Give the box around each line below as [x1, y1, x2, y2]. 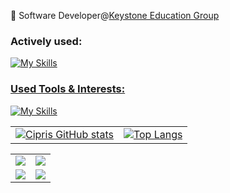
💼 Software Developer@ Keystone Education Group [10, 10, 220, 21]
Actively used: [10, 34, 83, 48]
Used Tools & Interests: [10, 82, 126, 96]
